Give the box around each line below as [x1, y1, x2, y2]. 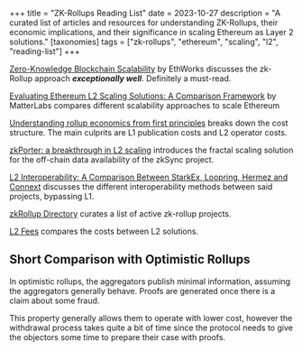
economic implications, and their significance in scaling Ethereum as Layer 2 [9, 27, 294, 37]
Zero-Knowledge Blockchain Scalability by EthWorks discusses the [9, 63, 259, 74]
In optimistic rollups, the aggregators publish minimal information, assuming [9, 275, 291, 287]
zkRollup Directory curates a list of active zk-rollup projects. [9, 208, 232, 219]
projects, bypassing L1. [9, 191, 95, 201]
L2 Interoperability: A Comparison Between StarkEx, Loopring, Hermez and [9, 171, 288, 182]
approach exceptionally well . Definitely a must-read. [34, 73, 232, 84]
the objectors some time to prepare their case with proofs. [9, 331, 226, 342]
